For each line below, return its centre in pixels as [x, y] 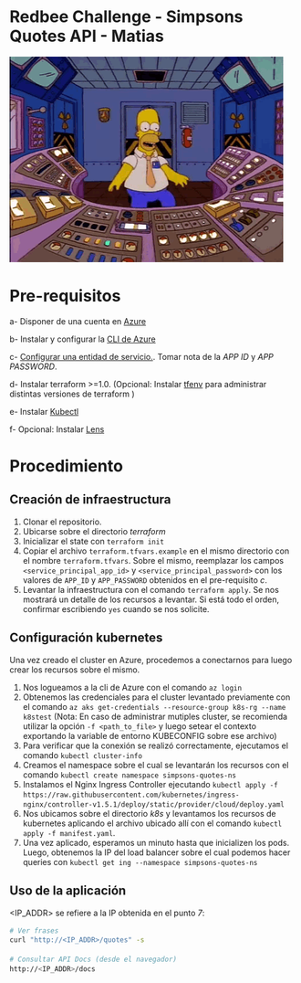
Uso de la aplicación [68, 891]
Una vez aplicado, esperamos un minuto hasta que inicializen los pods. [156, 842]
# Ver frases [34, 930]
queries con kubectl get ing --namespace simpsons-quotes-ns [140, 861]
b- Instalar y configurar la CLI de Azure [83, 339]
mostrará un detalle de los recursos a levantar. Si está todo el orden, [151, 599]
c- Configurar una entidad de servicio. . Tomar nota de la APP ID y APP [141, 356]
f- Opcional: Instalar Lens [57, 429]
